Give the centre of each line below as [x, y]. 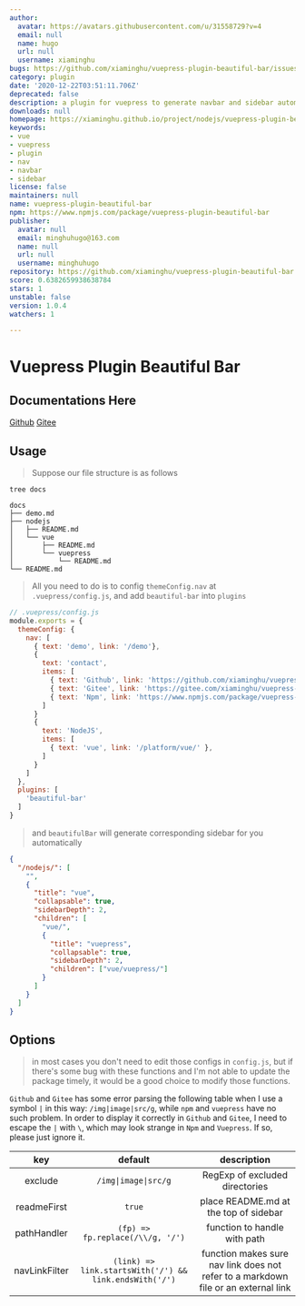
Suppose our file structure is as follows [105, 473]
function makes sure [245, 1254]
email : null [40, 35]
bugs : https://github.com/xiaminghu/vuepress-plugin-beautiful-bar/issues [154, 69]
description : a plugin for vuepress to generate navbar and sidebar [142, 102]
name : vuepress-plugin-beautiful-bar [81, 204]
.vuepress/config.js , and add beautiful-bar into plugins [139, 596]
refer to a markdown [245, 1277]
